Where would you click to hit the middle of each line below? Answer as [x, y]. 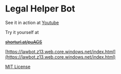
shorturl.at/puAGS [24, 42]
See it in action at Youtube [32, 22]
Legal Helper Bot [40, 9]
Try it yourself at [22, 32]
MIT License [18, 66]
